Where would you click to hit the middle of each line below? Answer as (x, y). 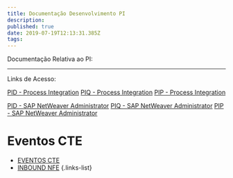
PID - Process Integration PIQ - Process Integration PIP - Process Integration (116, 92)
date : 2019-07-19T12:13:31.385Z (54, 33)
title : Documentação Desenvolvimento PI (67, 14)
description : (26, 20)
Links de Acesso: (32, 79)
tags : (15, 39)
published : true (31, 26)
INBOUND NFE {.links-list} (54, 168)
